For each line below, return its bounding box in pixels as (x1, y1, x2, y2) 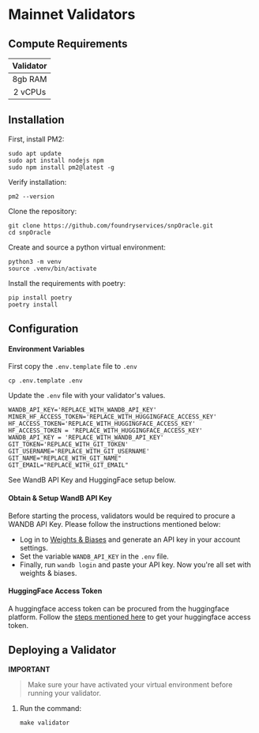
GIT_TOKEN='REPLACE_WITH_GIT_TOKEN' (8, 441, 129, 449)
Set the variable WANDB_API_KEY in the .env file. (19, 551, 170, 561)
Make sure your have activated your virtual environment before (27, 679, 233, 689)
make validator (19, 719, 70, 727)
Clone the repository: (8, 206, 77, 216)
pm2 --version (8, 192, 55, 201)
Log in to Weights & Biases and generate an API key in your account (19, 535, 241, 544)
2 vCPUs (13, 87, 47, 97)
